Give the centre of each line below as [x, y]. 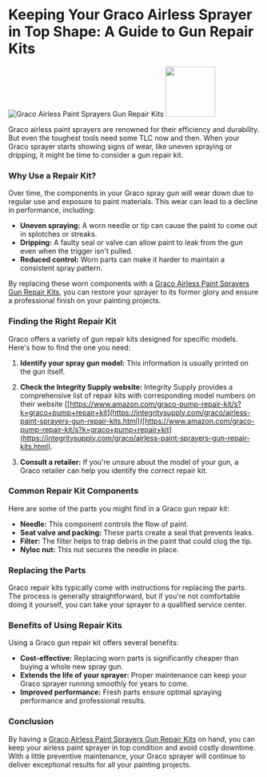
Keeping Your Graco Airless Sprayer [130, 15]
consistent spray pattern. [61, 268]
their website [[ [45, 404]
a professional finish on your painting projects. [85, 301]
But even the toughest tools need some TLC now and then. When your [124, 138]
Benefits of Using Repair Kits [65, 626]
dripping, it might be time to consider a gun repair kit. [96, 154]
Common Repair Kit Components [74, 491]
